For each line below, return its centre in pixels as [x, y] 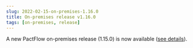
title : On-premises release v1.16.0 [51, 17]
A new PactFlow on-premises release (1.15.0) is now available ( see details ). [97, 39]
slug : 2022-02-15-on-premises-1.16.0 [52, 11]
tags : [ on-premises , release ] [43, 22]
